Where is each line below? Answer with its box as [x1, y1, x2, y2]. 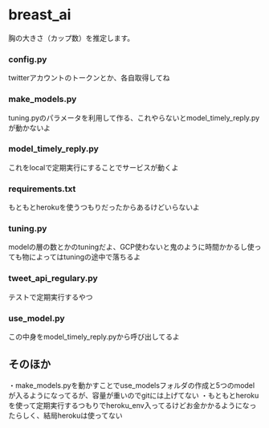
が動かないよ [8, 123, 51, 132]
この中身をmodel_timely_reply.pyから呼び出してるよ [8, 332, 180, 342]
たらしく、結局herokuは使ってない [8, 410, 123, 420]
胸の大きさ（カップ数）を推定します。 [8, 33, 135, 43]
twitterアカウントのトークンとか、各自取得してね [8, 73, 170, 83]
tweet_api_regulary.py [8, 273, 98, 284]
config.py [8, 54, 47, 65]
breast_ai [8, 6, 71, 24]
